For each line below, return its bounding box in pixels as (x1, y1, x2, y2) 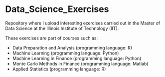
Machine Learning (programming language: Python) (12, 50, 119, 56)
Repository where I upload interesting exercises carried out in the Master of (5, 20, 161, 26)
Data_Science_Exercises (5, 3, 109, 15)
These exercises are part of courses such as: (5, 35, 98, 41)
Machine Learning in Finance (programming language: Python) (12, 55, 142, 61)
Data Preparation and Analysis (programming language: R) (12, 44, 133, 50)
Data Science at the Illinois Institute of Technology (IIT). (5, 25, 119, 31)
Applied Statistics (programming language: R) (12, 66, 106, 72)
